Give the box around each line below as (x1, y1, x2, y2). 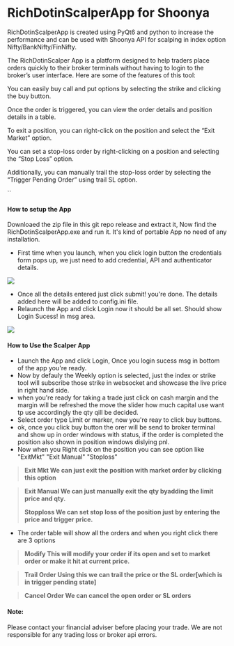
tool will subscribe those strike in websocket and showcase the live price (17, 379, 227, 387)
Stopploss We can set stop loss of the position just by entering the (24, 508, 221, 517)
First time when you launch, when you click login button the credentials (17, 249, 222, 257)
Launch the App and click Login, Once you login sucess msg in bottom (17, 356, 220, 365)
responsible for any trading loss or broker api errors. (7, 630, 157, 638)
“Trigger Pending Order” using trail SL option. (7, 175, 138, 184)
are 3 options (17, 536, 56, 544)
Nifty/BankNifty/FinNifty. (7, 42, 77, 51)
